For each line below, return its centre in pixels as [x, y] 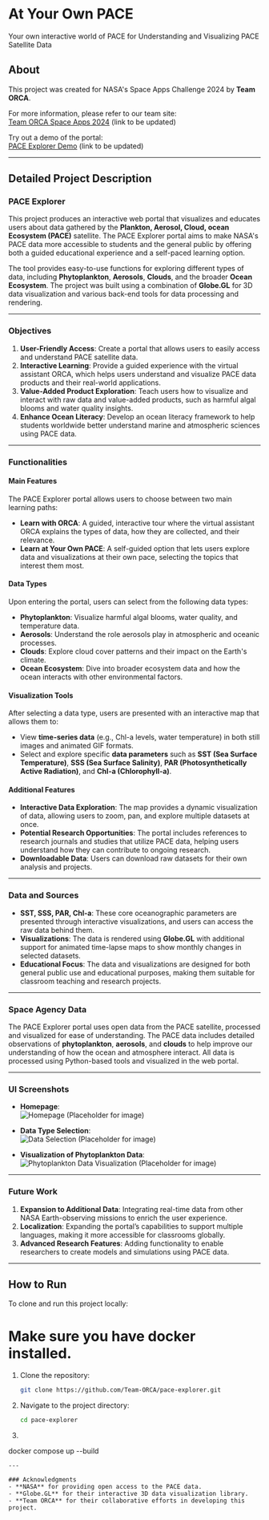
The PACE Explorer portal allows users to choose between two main [120, 499]
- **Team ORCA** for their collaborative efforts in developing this [127, 1501]
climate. [33, 660]
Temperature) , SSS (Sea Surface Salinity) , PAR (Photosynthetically [133, 763]
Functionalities [38, 462]
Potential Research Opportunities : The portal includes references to [133, 833]
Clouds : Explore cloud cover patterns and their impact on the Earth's [133, 651]
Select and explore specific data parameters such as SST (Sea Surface [139, 754]
